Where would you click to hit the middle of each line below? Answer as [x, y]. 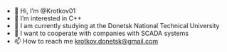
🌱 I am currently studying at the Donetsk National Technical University [117, 26]
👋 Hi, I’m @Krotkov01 [45, 11]
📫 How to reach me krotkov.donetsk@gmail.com [86, 41]
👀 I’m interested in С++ [48, 18]
